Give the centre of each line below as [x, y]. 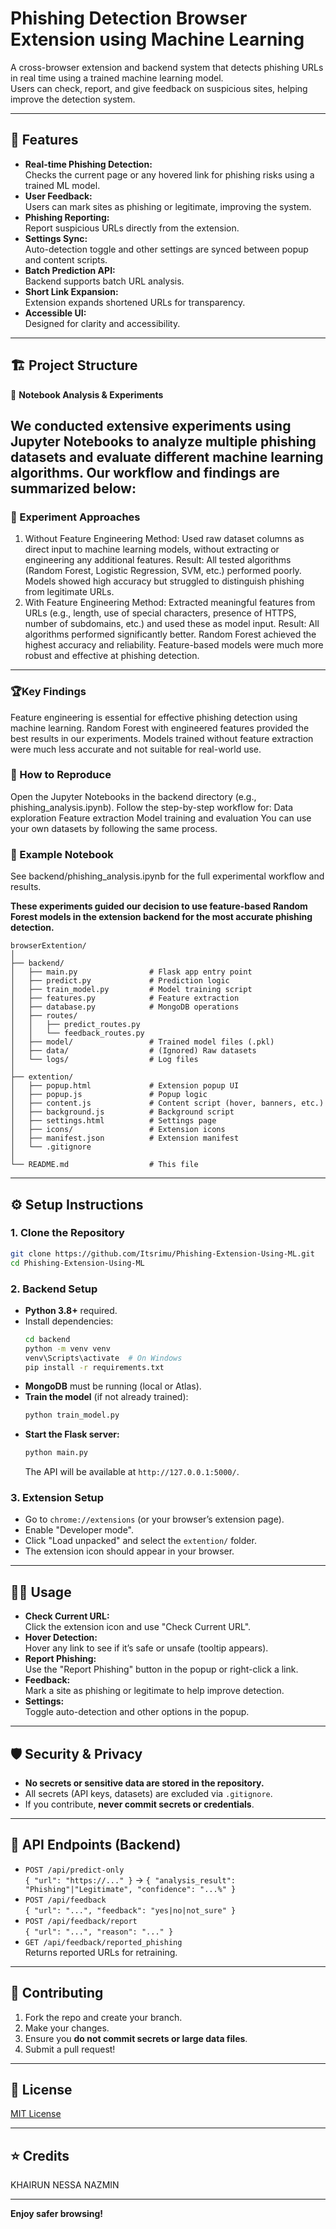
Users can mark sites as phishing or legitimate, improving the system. [168, 206]
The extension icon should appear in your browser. [129, 1551]
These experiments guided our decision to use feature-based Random [159, 906]
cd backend [47, 1339]
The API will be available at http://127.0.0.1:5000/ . [132, 1472]
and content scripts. [66, 259]
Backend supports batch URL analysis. [104, 281]
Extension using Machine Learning [157, 39]
